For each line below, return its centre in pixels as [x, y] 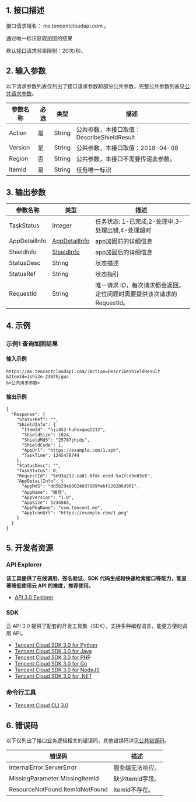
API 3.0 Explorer [34, 597]
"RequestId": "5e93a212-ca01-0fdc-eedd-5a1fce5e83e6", [85, 476]
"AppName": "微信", [44, 493]
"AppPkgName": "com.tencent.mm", [62, 508]
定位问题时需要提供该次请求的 [136, 294]
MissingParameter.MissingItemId [54, 779]
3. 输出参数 [26, 192]
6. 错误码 [22, 725]
